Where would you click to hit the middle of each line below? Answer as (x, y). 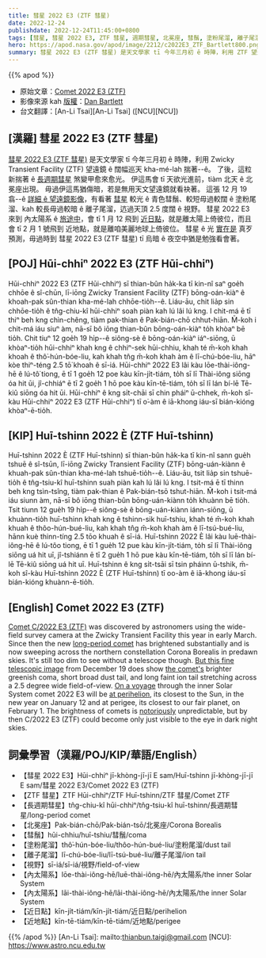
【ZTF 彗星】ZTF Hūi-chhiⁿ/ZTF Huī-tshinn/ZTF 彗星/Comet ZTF (125, 795)
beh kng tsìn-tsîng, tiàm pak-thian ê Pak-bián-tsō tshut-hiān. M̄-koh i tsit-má (133, 492)
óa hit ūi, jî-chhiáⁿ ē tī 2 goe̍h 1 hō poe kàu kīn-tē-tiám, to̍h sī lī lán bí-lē (124, 383)
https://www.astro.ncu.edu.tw (57, 945)
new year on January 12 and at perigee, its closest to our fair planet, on (124, 703)
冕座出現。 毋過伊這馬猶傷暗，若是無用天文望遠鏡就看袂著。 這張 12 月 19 (128, 189)
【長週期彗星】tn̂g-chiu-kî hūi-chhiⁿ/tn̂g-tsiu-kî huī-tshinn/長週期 (125, 805)
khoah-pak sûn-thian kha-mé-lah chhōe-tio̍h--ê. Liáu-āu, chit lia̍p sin (121, 301)
